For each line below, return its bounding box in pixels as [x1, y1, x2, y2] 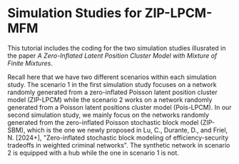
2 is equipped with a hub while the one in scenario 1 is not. [7, 148, 180, 157]
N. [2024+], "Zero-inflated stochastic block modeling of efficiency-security [7, 133, 229, 142]
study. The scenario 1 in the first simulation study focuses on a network [7, 80, 217, 88]
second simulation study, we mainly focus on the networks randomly [7, 111, 209, 119]
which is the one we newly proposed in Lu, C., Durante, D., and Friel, [26, 125, 228, 134]
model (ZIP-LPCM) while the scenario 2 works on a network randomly [7, 95, 213, 104]
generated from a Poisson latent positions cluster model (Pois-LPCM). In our [7, 103, 232, 111]
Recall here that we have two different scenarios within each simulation [7, 73, 217, 81]
